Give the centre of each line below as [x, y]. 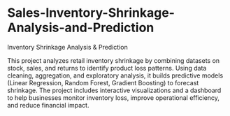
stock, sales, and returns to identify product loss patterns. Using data [107, 68]
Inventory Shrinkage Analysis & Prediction [67, 47]
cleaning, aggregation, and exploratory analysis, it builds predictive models [115, 75]
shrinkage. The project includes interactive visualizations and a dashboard [114, 90]
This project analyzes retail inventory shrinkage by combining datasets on [114, 60]
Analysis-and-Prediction [81, 28]
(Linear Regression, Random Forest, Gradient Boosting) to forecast [103, 82]
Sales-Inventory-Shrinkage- [91, 13]
